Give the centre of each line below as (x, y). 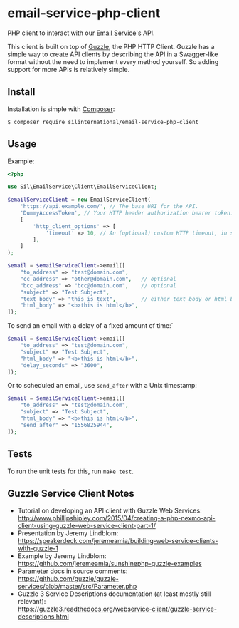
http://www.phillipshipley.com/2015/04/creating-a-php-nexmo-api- (116, 518)
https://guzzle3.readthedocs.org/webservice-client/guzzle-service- (117, 609)
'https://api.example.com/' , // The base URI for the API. (110, 207)
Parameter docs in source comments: (73, 571)
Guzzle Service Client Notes (71, 493)
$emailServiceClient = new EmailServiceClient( (79, 200)
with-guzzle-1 (38, 549)
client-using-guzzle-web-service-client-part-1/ (87, 526)
